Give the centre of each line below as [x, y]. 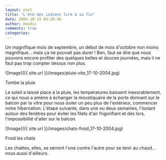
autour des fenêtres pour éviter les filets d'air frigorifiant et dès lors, [75, 113]
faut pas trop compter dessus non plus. [46, 63]
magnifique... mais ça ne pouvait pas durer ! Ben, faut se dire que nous [78, 52]
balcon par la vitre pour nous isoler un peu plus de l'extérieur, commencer [81, 103]
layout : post [19, 10]
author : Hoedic [21, 24]
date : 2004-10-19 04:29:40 [33, 19]
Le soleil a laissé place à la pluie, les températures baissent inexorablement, [83, 92]
